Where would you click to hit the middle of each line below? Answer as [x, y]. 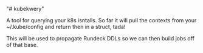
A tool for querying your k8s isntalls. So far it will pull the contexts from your [101, 20]
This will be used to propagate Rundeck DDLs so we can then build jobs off [100, 38]
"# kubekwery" [25, 9]
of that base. [22, 45]
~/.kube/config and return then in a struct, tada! [66, 27]
